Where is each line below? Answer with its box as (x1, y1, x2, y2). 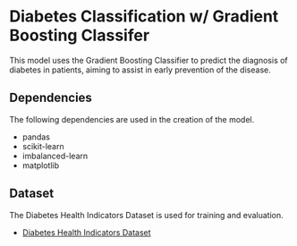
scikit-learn (21, 140, 64, 151)
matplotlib (21, 159, 60, 171)
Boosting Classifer (9, 25, 150, 46)
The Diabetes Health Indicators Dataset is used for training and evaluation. (9, 209, 284, 220)
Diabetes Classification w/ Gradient (9, 6, 279, 27)
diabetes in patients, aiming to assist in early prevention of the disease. (9, 64, 271, 75)
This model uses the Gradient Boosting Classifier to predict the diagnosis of (9, 55, 288, 65)
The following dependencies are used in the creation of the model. (9, 114, 255, 124)
